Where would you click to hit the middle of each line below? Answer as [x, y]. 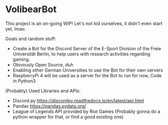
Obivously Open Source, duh [43, 65]
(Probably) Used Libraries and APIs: [43, 90]
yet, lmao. [16, 28]
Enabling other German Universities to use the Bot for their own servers [88, 70]
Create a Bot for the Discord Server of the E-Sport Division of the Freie [87, 48]
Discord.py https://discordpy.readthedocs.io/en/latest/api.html [78, 101]
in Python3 [24, 81]
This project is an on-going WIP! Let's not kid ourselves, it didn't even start [84, 23]
